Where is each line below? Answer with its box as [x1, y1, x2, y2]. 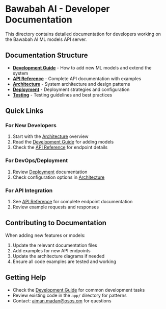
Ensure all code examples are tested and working [12, 258, 116, 265]
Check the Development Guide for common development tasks [12, 287, 145, 293]
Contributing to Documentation [5, 219, 107, 227]
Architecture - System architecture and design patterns [12, 81, 130, 87]
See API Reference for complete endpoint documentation [12, 199, 133, 205]
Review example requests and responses [12, 204, 99, 210]
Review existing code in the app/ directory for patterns [12, 292, 127, 298]
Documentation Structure [5, 51, 88, 60]
